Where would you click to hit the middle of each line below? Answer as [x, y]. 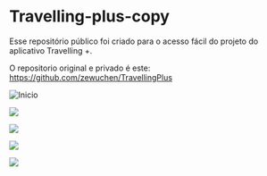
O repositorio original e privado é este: [80, 68]
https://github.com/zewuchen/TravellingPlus [91, 77]
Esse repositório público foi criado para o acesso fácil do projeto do [134, 41]
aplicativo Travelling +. [51, 50]
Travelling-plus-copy [89, 17]
